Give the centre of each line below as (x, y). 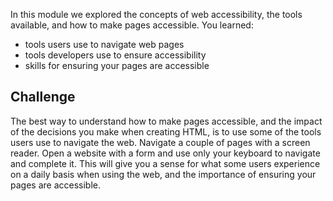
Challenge (43, 97)
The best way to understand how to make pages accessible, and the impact (166, 121)
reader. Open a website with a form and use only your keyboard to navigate (165, 153)
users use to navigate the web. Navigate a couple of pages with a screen (160, 142)
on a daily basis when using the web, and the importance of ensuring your (163, 174)
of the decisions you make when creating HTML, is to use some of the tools (166, 131)
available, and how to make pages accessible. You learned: (132, 25)
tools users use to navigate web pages (104, 44)
